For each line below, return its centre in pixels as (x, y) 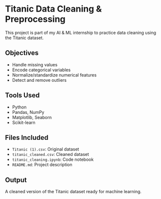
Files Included (27, 137)
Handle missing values (35, 64)
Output (16, 180)
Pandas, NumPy (28, 112)
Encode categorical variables (41, 70)
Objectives (22, 53)
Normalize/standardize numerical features (54, 75)
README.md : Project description (42, 165)
